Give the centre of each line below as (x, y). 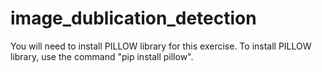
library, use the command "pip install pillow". (102, 56)
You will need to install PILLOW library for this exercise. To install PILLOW (161, 46)
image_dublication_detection (133, 18)
